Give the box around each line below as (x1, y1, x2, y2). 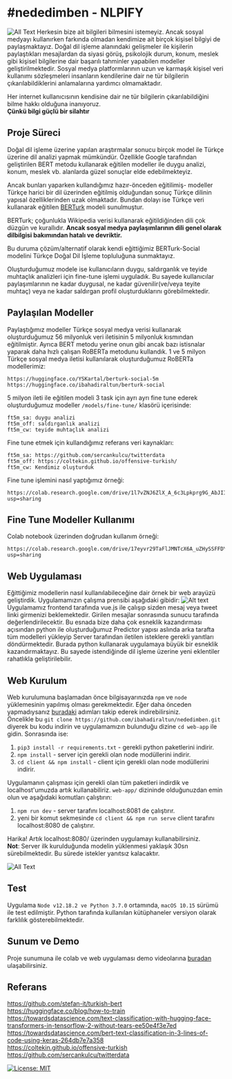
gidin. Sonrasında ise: (7, 730, 69, 738)
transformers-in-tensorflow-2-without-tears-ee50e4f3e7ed (7, 1022, 177, 1030)
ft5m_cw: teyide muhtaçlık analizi (7, 426, 110, 433)
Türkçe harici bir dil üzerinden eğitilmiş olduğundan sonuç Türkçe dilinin (7, 188, 212, 196)
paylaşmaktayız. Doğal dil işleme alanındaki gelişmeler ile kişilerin (7, 42, 193, 50)
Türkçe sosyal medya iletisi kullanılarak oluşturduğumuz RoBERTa (7, 354, 194, 363)
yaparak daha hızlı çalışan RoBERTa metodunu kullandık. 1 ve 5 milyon (7, 347, 206, 356)
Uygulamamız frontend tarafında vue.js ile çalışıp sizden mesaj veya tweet (7, 603, 217, 612)
